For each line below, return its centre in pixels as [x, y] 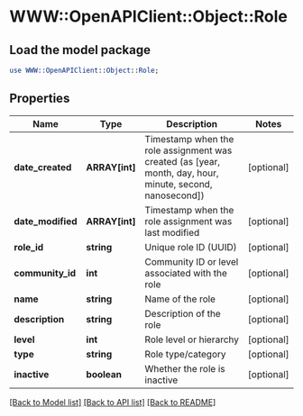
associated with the [186, 273]
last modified [172, 232]
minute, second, [179, 184]
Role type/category [186, 354]
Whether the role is [185, 368]
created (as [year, [183, 161]
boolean [104, 374]
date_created [43, 167]
